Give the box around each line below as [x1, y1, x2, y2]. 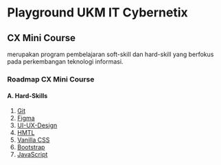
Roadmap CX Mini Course [7, 74, 95, 84]
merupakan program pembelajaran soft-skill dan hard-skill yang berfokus [7, 50, 214, 58]
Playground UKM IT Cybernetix [7, 5, 189, 21]
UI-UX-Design [16, 121, 58, 129]
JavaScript [16, 151, 48, 159]
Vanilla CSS [16, 136, 50, 144]
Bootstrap [16, 143, 45, 151]
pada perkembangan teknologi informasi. [7, 58, 124, 66]
